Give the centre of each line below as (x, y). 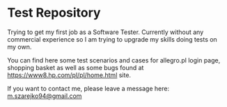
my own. (19, 47)
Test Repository (54, 13)
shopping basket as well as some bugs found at (76, 67)
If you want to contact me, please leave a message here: (88, 88)
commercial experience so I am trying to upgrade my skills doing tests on (112, 39)
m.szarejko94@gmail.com (45, 96)
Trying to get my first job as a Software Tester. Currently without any (105, 32)
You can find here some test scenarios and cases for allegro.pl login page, (114, 60)
